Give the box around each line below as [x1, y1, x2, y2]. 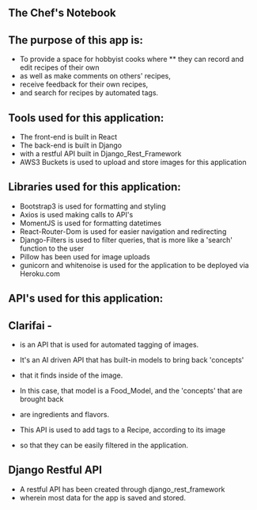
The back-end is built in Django [19, 140, 123, 150]
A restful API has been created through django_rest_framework [19, 484, 225, 494]
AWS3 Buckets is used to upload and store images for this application [19, 158, 247, 167]
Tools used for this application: [8, 111, 164, 125]
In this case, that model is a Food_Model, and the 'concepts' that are [19, 386, 243, 396]
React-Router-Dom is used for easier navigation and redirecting [19, 226, 227, 236]
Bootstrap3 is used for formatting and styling [19, 201, 166, 211]
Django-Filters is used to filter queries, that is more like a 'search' [19, 235, 233, 244]
